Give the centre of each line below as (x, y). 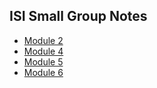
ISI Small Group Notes (78, 16)
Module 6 (43, 72)
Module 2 (43, 40)
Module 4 (43, 51)
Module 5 (43, 61)
